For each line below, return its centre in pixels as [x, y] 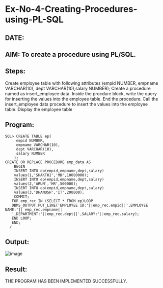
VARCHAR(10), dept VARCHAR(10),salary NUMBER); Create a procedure [78, 88]
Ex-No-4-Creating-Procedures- [71, 9]
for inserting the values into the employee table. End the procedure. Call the [82, 99]
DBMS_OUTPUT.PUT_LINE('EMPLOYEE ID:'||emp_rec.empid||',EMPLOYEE [80, 205]
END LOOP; [22, 218]
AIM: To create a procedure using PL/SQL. [71, 54]
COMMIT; [22, 197]
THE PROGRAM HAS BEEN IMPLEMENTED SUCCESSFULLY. [66, 281]
